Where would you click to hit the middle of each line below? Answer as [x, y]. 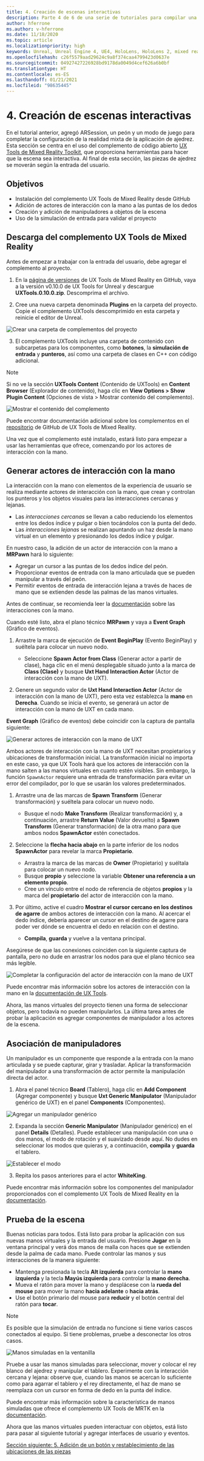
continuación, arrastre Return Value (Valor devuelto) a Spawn [102, 820]
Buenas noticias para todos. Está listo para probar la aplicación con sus [96, 1234]
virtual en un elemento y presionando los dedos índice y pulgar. [94, 536]
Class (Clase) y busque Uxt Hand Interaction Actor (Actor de [101, 672]
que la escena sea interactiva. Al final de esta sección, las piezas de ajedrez [101, 158]
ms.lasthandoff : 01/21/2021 [42, 80]
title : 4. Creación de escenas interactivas [63, 12]
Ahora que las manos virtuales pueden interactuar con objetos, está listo [97, 1427]
